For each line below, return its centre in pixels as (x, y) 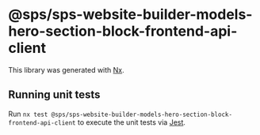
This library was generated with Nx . (66, 69)
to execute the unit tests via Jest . (132, 122)
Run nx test (28, 114)
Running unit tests (54, 95)
